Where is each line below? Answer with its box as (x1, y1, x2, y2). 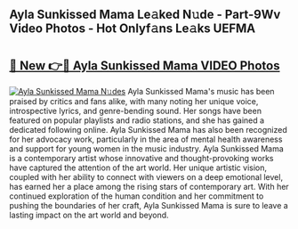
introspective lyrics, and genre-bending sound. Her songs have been (9, 106, 262, 116)
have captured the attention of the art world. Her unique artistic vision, (9, 162, 267, 173)
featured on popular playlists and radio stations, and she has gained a (9, 115, 265, 126)
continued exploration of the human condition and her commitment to (9, 191, 264, 201)
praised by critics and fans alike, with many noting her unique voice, (9, 96, 259, 106)
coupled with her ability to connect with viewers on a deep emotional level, (9, 172, 283, 182)
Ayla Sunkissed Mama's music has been (127, 86, 275, 96)
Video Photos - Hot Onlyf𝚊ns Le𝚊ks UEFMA (9, 21, 256, 37)
